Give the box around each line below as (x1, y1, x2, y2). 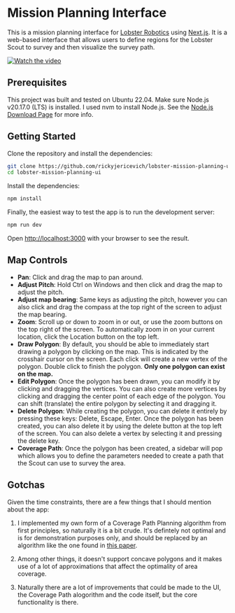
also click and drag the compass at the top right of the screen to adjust (17, 302, 222, 311)
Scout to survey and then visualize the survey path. (7, 43, 155, 51)
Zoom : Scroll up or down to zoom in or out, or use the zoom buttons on (17, 317, 223, 326)
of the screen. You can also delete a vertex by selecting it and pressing (17, 429, 222, 437)
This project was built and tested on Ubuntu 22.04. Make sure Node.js (7, 95, 210, 104)
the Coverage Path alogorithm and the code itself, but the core (17, 590, 198, 599)
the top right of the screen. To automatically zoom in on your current (17, 325, 215, 333)
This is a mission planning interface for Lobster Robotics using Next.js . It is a (7, 28, 227, 36)
